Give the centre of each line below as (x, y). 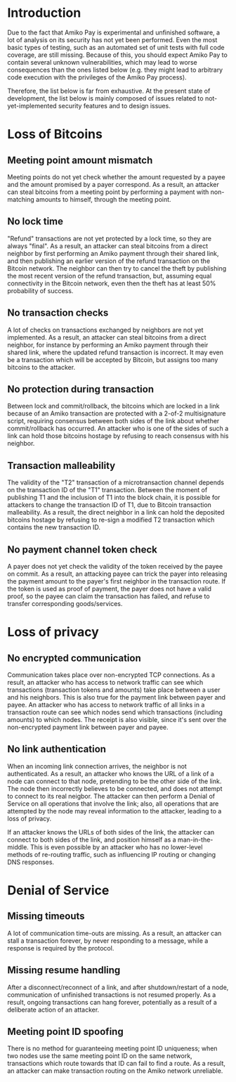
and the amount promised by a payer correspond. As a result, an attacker (113, 184)
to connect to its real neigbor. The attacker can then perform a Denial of (111, 796)
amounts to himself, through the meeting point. (104, 199)
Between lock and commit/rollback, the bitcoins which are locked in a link (113, 406)
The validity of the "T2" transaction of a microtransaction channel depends (116, 482)
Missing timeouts (46, 916)
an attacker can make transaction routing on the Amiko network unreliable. (115, 1071)
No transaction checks (58, 313)
